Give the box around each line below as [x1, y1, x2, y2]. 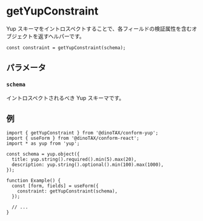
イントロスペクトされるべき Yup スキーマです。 [6, 94, 125, 101]
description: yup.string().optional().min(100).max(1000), [12, 162, 164, 168]
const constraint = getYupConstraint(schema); [6, 44, 126, 51]
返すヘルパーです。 [38, 32, 85, 40]
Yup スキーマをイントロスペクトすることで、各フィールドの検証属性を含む [6, 25, 192, 32]
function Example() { [6, 177, 61, 184]
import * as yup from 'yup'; [6, 140, 80, 147]
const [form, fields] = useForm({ [12, 183, 99, 189]
